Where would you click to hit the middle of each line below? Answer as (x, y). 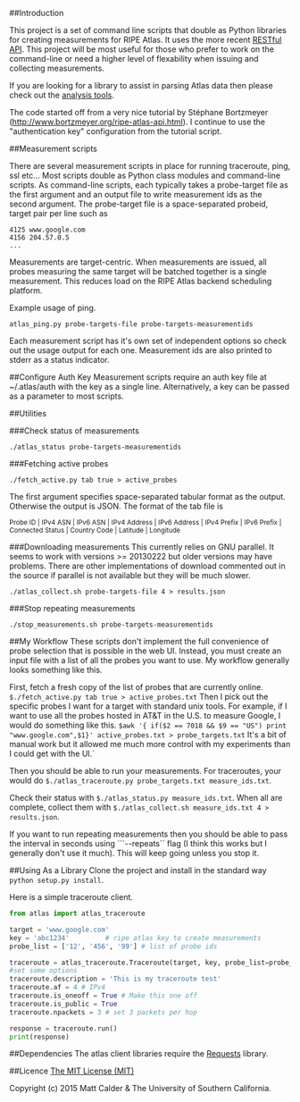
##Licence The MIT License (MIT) (72, 1071)
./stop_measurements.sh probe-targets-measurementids (112, 625)
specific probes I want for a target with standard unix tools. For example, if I (148, 706)
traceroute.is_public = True (63, 1004)
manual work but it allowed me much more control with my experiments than (150, 744)
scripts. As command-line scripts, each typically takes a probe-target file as (149, 185)
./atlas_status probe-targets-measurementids (95, 447)
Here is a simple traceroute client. (71, 897)
